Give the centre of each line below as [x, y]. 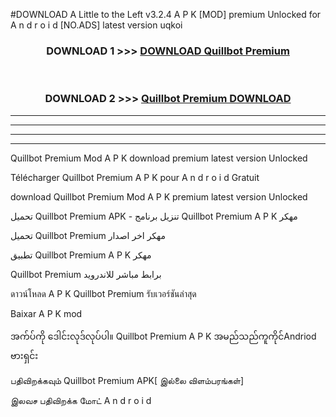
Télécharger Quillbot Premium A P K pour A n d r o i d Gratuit [135, 177]
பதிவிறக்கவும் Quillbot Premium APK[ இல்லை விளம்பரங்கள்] [127, 380]
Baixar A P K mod [46, 313]
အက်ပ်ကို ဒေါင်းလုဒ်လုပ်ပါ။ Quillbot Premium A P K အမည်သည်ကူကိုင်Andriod [163, 336]
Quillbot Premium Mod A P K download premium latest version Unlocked [159, 158]
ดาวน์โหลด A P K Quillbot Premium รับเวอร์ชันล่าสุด [103, 293]
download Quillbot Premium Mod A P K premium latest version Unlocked [159, 196]
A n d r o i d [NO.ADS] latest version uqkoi [96, 25]
